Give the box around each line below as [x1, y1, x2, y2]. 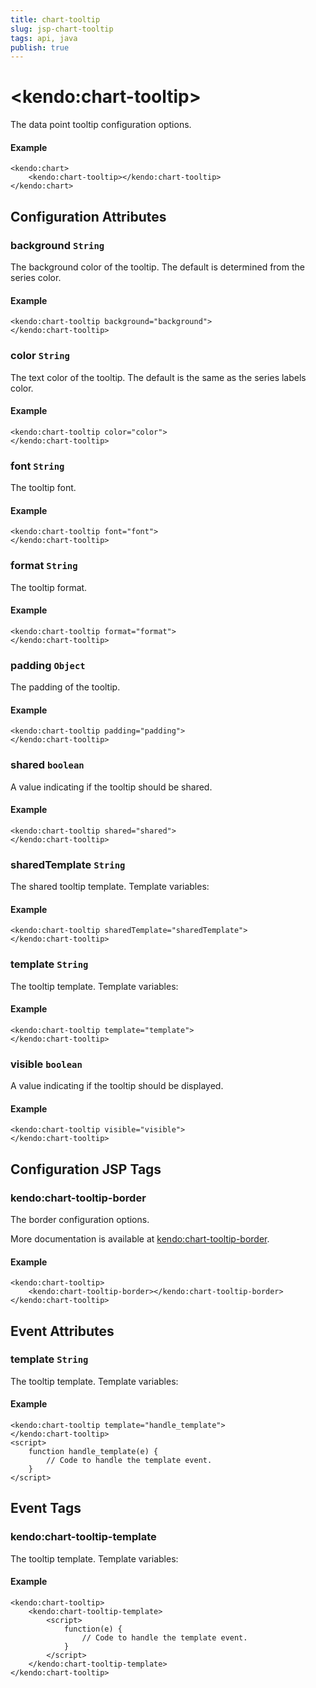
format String [10, 559, 78, 573]
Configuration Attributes [10, 208, 167, 225]
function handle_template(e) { [28, 1447, 159, 1457]
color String [10, 349, 70, 363]
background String [10, 238, 105, 252]
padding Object [10, 658, 86, 672]
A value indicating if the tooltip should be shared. [10, 781, 213, 793]
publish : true [10, 42, 70, 53]
